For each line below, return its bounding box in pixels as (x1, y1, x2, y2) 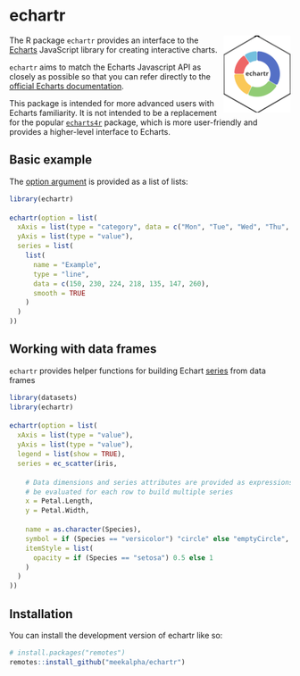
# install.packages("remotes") (9, 648, 126, 657)
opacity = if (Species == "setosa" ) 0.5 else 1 (32, 553, 214, 563)
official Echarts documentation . (9, 80, 125, 91)
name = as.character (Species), (25, 525, 142, 534)
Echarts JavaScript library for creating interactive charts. (9, 44, 218, 54)
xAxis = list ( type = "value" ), (17, 430, 134, 440)
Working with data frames (9, 341, 157, 357)
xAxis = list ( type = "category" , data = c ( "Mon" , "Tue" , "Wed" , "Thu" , (17, 222, 290, 232)
